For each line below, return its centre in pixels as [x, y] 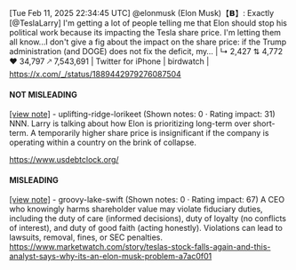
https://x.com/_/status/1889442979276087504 [96, 74]
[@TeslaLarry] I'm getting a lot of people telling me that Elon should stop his [148, 23]
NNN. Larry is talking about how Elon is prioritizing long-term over [130, 123]
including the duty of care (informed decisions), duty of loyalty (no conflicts [148, 218]
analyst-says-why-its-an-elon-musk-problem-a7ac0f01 [111, 257]
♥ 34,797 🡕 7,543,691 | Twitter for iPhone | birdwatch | [109, 61]
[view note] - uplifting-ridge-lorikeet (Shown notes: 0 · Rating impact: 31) [142, 115]
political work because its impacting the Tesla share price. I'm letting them [145, 32]
